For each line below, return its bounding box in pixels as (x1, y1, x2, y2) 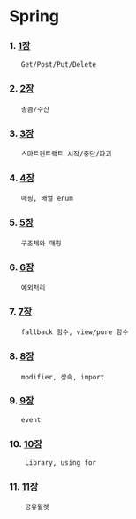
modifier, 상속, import (20, 372, 105, 381)
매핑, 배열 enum (20, 194, 73, 204)
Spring (9, 6, 60, 27)
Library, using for (25, 459, 97, 467)
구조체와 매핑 (20, 238, 62, 248)
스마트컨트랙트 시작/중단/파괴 (20, 149, 112, 159)
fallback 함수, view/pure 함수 (20, 328, 129, 337)
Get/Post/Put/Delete (20, 60, 97, 69)
